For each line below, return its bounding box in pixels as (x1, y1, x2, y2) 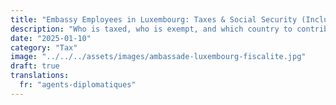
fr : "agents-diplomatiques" (19, 80, 137, 90)
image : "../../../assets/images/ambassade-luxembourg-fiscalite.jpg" (10, 52, 307, 62)
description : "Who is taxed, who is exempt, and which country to (10, 24, 293, 34)
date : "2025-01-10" (10, 33, 92, 43)
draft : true (10, 61, 60, 71)
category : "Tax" (10, 42, 78, 53)
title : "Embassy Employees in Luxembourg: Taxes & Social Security (10, 14, 298, 25)
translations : (10, 71, 70, 81)
